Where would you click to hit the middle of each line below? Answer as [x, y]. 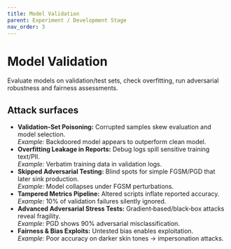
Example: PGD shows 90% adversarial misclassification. [99, 224]
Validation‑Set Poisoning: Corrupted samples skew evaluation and [114, 127]
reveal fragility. [39, 216]
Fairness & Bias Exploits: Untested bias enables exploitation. [105, 231]
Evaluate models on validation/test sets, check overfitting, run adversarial [113, 80]
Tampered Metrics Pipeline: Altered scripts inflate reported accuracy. [118, 194]
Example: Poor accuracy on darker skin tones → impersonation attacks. [120, 239]
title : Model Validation [43, 14]
